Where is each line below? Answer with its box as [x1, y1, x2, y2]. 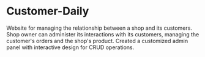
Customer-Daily [6, 4, 89, 18]
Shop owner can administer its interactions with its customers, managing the [6, 30, 199, 38]
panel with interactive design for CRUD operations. [6, 44, 135, 51]
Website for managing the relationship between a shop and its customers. [6, 24, 193, 32]
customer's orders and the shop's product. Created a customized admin [6, 37, 188, 44]
